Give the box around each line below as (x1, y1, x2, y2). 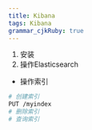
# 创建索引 (8, 93, 40, 101)
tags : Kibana (8, 19, 52, 27)
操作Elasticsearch (19, 59, 78, 69)
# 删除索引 (8, 108, 40, 116)
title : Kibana (8, 11, 56, 20)
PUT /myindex (8, 100, 52, 108)
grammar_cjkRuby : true (8, 26, 84, 35)
